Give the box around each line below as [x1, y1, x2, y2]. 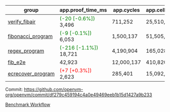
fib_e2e [8, 59, 26, 65]
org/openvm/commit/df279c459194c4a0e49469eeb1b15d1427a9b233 [5, 92, 152, 98]
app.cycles [113, 7, 140, 13]
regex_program [8, 48, 45, 54]
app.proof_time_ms [59, 7, 107, 13]
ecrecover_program [8, 70, 55, 77]
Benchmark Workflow [5, 101, 51, 107]
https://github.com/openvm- [24, 86, 83, 92]
